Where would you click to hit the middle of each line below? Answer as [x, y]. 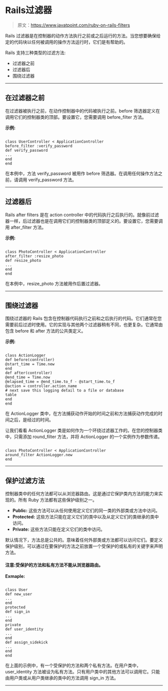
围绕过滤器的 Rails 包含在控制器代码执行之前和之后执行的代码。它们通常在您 [83, 318]
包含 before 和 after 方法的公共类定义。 [45, 331]
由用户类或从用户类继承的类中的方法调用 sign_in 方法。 [62, 678]
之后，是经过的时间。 [31, 420]
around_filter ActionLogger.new [39, 455]
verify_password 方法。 [52, 180]
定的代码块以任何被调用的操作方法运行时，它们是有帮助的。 [66, 42]
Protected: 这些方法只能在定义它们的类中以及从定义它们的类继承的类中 [85, 517]
